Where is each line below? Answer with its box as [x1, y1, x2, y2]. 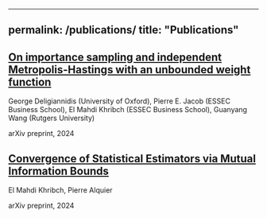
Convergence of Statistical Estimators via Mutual [8, 152, 257, 165]
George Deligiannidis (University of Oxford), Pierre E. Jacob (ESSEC [8, 96, 230, 106]
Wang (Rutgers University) [8, 113, 95, 123]
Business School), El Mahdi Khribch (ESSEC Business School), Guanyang [8, 105, 248, 115]
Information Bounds [8, 164, 110, 177]
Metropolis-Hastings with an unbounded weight [8, 63, 251, 76]
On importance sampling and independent [8, 50, 222, 64]
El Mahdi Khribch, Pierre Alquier [8, 185, 113, 195]
